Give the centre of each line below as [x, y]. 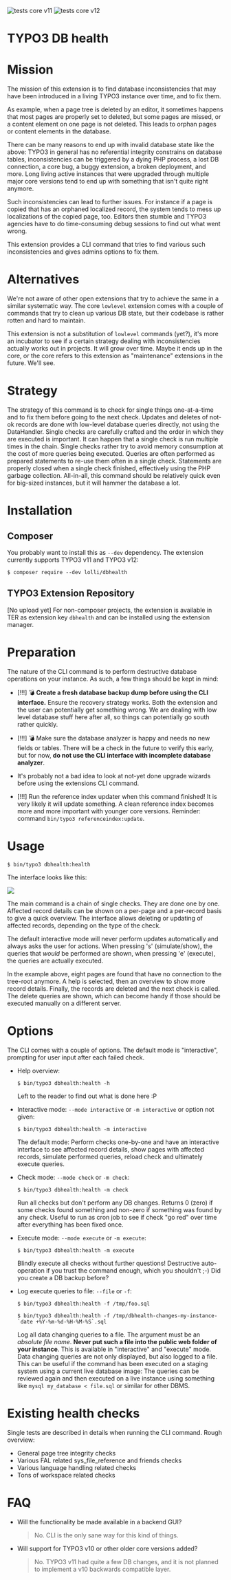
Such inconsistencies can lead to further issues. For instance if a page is [110, 202]
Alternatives [43, 279]
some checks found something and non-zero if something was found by [119, 1209]
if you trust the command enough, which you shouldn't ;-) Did [133, 1270]
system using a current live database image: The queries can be [108, 1371]
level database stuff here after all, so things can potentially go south [113, 717]
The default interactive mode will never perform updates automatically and [113, 939]
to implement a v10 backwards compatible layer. [102, 1569]
